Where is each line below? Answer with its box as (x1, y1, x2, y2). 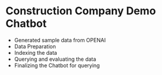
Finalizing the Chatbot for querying (14, 61, 100, 69)
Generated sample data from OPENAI (14, 36, 106, 43)
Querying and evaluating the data (14, 55, 96, 62)
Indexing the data (14, 49, 57, 56)
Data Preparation (14, 43, 56, 50)
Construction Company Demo (5, 4, 156, 18)
